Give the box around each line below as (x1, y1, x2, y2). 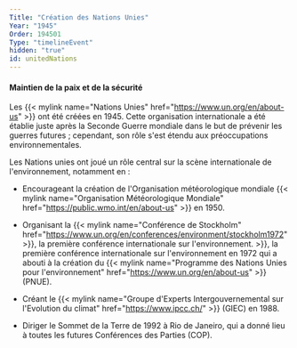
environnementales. (9, 140, 82, 150)
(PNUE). (21, 277, 52, 287)
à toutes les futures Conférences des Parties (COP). (21, 330, 213, 341)
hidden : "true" (9, 46, 66, 55)
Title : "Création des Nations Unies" (9, 12, 149, 22)
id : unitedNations (9, 54, 77, 63)
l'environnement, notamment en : (9, 166, 131, 177)
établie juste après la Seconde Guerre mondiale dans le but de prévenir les (9, 121, 283, 132)
